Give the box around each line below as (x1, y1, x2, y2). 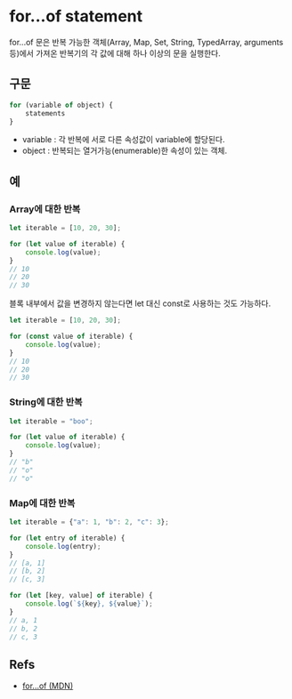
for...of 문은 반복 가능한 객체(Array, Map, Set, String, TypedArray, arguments (9, 36, 284, 47)
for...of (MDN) (21, 680, 74, 691)
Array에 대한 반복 (9, 203, 81, 215)
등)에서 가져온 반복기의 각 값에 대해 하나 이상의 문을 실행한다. (9, 47, 221, 59)
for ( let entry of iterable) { (9, 534, 126, 542)
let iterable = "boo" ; (9, 416, 93, 426)
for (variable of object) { (9, 100, 114, 109)
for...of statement (9, 6, 143, 27)
